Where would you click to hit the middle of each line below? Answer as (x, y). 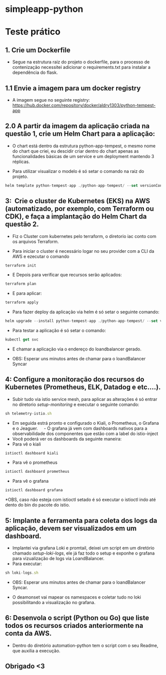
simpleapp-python (44, 9)
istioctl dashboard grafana (34, 490)
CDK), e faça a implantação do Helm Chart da (76, 217)
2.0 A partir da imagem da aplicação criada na (77, 126)
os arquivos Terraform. (36, 241)
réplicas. (21, 162)
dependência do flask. (35, 72)
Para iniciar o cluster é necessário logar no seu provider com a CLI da (83, 251)
